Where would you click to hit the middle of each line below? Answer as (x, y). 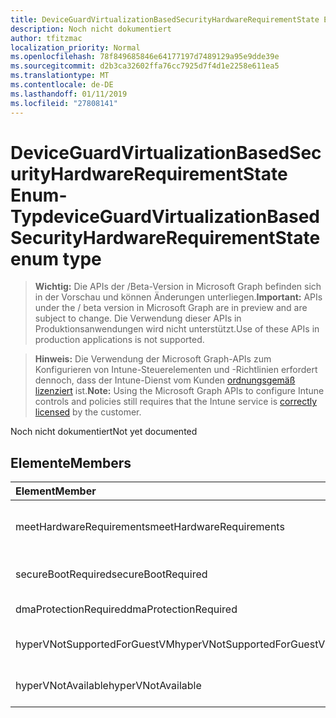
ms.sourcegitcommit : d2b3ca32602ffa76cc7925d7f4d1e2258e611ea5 (145, 66)
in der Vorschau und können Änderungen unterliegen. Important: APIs (178, 297)
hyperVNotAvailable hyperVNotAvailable (108, 686)
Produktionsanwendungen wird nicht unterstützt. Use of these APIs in (177, 329)
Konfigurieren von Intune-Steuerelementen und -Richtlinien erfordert (176, 370)
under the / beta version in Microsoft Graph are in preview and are (171, 308)
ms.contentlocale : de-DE (62, 85)
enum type (56, 258)
